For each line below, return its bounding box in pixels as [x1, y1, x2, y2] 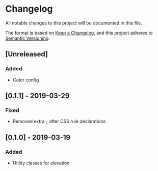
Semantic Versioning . [5, 35, 50, 41]
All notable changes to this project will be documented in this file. [5, 20, 143, 26]
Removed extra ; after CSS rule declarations [12, 118, 106, 125]
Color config [12, 77, 39, 83]
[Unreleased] [5, 50, 48, 59]
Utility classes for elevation [12, 160, 70, 166]
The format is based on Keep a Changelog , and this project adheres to [5, 30, 153, 36]
